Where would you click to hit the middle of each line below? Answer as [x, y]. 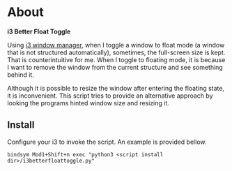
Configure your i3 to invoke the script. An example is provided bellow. [107, 142]
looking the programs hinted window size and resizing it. [88, 103]
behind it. [21, 75]
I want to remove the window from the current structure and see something [115, 67]
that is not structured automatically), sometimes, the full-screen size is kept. [116, 52]
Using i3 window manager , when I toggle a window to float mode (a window [116, 45]
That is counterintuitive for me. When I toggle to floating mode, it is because [116, 59]
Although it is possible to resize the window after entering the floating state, [116, 88]
